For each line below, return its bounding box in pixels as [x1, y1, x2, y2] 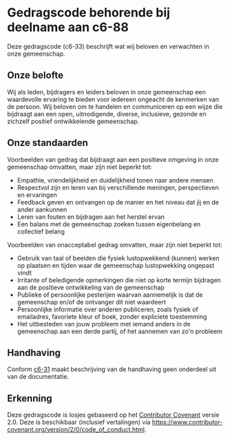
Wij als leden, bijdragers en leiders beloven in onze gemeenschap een [7, 87, 207, 96]
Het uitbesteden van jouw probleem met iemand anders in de [17, 319, 191, 328]
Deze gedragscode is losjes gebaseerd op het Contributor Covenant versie [7, 411, 220, 419]
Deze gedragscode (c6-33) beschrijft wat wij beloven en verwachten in [7, 42, 210, 50]
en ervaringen [17, 191, 57, 199]
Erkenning [7, 392, 53, 404]
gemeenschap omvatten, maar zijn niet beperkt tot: [7, 163, 153, 171]
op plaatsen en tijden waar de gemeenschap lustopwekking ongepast [17, 261, 215, 269]
